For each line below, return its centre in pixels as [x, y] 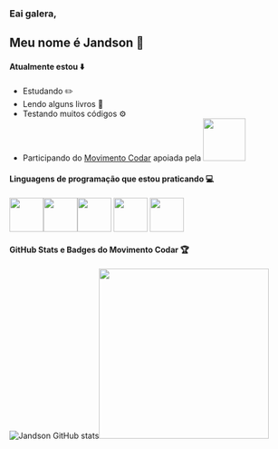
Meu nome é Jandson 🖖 [77, 43]
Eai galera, [33, 14]
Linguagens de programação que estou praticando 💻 [112, 179]
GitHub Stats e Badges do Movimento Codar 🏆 [100, 250]
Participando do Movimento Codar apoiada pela [112, 158]
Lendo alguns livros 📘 [63, 103]
